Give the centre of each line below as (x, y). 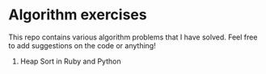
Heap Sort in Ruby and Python (70, 61)
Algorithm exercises (78, 15)
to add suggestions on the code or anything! (82, 45)
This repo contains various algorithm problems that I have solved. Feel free (133, 37)
